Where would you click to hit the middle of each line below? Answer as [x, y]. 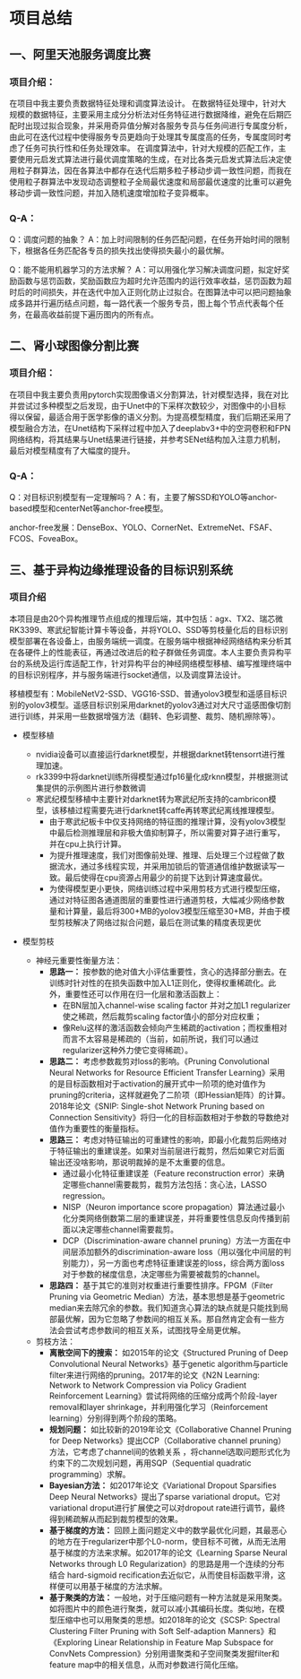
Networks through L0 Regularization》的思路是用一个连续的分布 [167, 1563]
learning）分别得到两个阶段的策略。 [115, 1418]
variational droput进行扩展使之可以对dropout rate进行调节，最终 [167, 1508]
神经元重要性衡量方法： [79, 960]
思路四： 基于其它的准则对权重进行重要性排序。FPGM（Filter [161, 1285]
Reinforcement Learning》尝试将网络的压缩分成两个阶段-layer [163, 1396]
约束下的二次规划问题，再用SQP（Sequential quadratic [150, 1463]
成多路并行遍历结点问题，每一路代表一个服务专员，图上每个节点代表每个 [142, 303]
